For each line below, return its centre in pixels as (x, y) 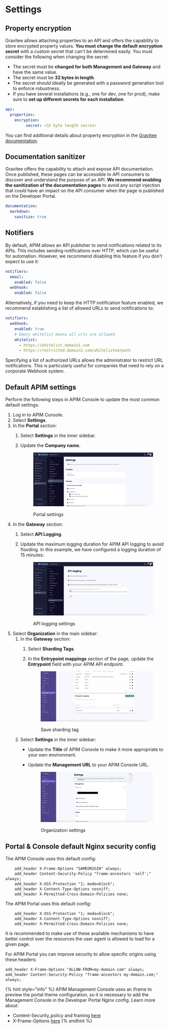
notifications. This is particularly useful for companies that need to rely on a (84, 366)
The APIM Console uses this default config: (51, 859)
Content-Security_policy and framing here (57, 1016)
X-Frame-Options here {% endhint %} (52, 1021)
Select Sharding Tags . (51, 649)
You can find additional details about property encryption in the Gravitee (81, 135)
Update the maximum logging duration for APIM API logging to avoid (92, 544)
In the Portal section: (35, 426)
